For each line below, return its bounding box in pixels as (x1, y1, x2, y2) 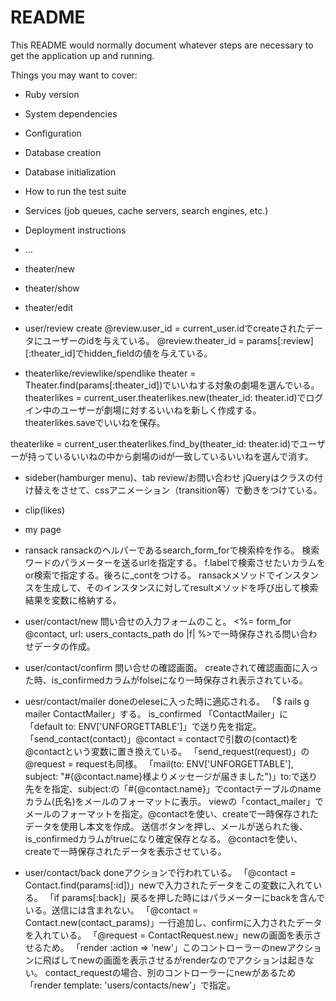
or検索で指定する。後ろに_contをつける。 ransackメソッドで (24, 569, 276, 581)
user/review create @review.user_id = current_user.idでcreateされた (24, 322, 307, 334)
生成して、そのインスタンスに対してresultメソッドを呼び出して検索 (42, 581, 319, 593)
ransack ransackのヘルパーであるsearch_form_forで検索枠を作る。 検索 (24, 544, 320, 556)
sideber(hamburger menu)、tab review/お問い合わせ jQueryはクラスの (24, 471, 315, 483)
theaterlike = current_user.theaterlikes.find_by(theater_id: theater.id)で (10, 437, 300, 450)
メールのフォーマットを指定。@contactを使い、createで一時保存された (24, 807, 319, 820)
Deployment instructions (24, 224, 127, 236)
